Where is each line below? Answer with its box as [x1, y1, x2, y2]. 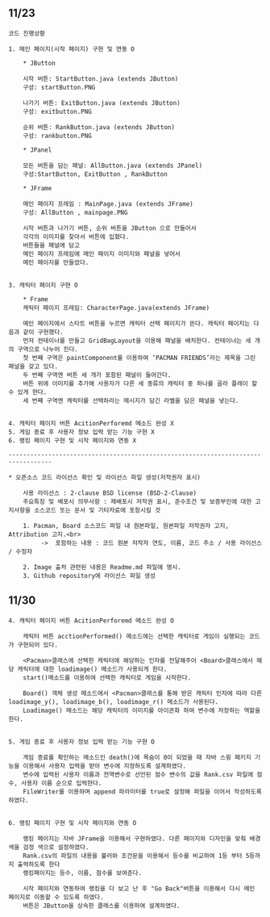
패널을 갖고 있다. [8, 362, 59, 371]
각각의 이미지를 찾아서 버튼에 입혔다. [23, 232, 130, 241]
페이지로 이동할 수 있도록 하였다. [8, 893, 104, 901]
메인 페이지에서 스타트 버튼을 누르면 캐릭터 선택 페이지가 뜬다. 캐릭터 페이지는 [23, 319, 251, 328]
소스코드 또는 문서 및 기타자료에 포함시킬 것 [33, 506, 161, 514]
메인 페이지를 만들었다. [23, 258, 89, 266]
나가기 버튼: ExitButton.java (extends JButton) [23, 98, 181, 107]
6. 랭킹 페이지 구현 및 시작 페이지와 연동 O [8, 819, 137, 827]
